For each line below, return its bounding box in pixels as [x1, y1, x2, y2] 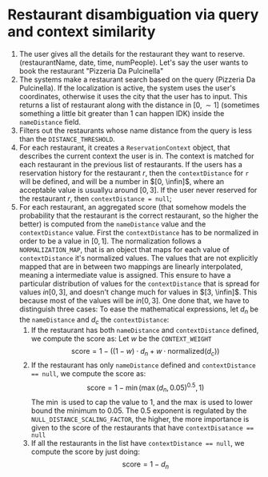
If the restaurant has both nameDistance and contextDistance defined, [30, 325, 259, 335]
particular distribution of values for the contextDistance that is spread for [18, 279, 260, 288]
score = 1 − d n [122, 459, 170, 471]
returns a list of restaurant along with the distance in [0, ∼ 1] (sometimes [18, 100, 260, 110]
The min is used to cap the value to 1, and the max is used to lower [30, 397, 254, 407]
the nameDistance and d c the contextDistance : [18, 315, 170, 326]
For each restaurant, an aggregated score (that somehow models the [18, 202, 247, 211]
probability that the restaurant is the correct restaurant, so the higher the [18, 210, 259, 220]
